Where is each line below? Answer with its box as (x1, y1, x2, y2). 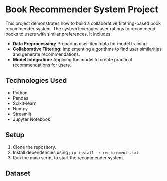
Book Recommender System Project (5, 4, 159, 15)
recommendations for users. (12, 62, 71, 68)
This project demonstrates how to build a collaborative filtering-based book (5, 20, 161, 26)
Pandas (12, 95, 29, 101)
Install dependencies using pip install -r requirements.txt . (12, 149, 140, 155)
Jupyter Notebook (12, 116, 50, 122)
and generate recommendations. (12, 51, 80, 57)
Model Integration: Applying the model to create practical (12, 56, 132, 62)
